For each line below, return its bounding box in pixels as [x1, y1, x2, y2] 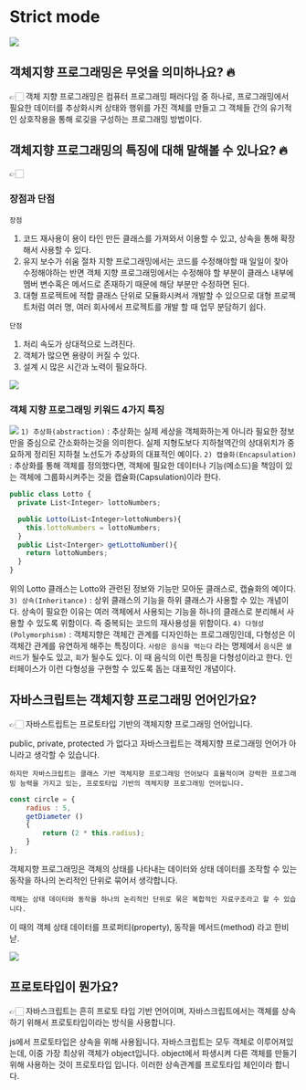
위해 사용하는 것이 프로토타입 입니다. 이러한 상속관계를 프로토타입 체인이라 [9, 1059, 273, 1070]
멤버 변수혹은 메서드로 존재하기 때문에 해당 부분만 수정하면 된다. [22, 278, 249, 289]
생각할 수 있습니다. [33, 749, 100, 760]
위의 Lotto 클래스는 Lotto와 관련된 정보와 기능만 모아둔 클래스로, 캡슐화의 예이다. [9, 583, 297, 594]
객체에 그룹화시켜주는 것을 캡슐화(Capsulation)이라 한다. [18, 472, 221, 483]
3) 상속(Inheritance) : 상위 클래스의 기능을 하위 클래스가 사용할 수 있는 [9, 595, 265, 606]
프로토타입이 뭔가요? [9, 980, 119, 995]
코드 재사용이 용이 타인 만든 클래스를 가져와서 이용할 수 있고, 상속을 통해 [22, 233, 279, 244]
